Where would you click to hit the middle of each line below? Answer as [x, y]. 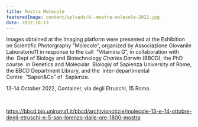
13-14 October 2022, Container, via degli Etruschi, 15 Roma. [78, 89]
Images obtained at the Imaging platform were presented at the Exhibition [95, 40]
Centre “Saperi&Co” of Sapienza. [48, 77]
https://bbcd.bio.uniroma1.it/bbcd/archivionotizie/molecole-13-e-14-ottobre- [99, 111]
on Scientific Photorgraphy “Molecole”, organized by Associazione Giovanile [99, 45]
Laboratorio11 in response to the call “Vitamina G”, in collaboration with [92, 52]
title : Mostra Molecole [35, 12]
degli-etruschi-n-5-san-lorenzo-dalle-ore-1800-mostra [73, 118]
